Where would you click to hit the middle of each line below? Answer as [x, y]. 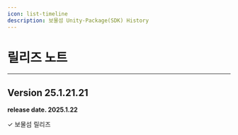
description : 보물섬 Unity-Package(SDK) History [78, 20]
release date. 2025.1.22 [42, 110]
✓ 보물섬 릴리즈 [29, 124]
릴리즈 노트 [38, 58]
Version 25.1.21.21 [48, 93]
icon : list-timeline [38, 14]
